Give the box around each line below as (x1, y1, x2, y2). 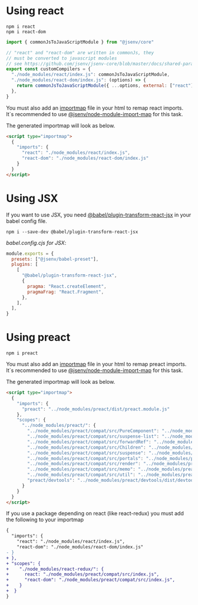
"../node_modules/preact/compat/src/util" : (27, 472, 136, 478)
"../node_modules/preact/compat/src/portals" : (27, 455, 144, 461)
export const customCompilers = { (6, 66, 91, 72)
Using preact (6, 331, 71, 344)
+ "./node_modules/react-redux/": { (6, 566, 104, 572)
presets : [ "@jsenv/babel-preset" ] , (11, 256, 99, 262)
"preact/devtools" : (27, 478, 75, 484)
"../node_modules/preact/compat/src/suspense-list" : (27, 433, 160, 440)
